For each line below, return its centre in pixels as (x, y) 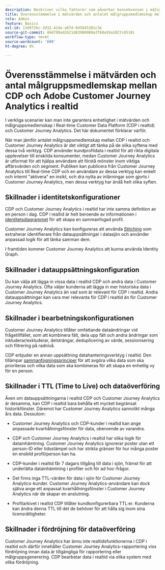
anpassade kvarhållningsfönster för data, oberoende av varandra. (79, 428)
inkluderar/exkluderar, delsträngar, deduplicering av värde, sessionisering (80, 340)
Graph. (12, 254)
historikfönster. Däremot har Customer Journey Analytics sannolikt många (80, 409)
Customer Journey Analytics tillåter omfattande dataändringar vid (71, 330)
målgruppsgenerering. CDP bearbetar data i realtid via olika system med (78, 557)
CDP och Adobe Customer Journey (78, 96)
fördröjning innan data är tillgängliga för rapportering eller (63, 551)
